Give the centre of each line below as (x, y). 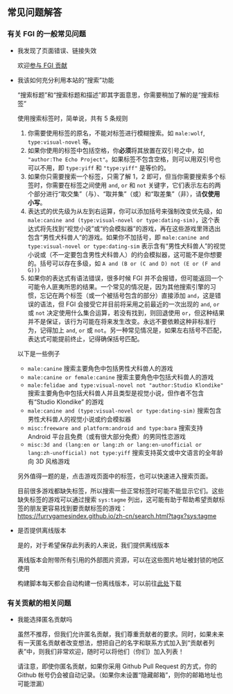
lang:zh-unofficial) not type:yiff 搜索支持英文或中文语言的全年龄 (125, 452)
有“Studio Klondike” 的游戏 (66, 402)
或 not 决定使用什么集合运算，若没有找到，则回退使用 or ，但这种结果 (126, 313)
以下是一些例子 (38, 354)
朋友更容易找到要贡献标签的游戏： (78, 508)
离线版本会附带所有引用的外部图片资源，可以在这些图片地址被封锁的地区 (120, 560)
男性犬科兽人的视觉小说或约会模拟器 (79, 419)
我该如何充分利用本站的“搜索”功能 (66, 80)
